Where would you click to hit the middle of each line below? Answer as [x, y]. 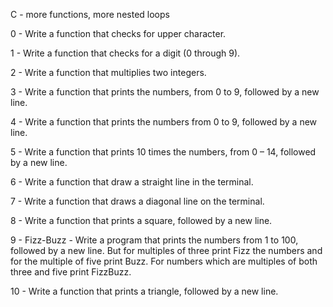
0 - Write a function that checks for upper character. [118, 33]
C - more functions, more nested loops [90, 14]
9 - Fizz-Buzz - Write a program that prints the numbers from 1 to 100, [154, 240]
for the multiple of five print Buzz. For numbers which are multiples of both [164, 261]
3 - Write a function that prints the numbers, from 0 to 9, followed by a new [165, 92]
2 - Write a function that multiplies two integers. [108, 72]
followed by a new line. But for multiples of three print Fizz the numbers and [166, 250]
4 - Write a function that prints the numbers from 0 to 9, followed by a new [164, 122]
